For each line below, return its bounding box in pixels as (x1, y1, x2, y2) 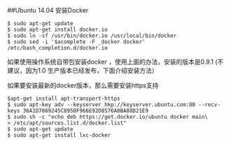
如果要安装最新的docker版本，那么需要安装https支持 (7, 81, 159, 89)
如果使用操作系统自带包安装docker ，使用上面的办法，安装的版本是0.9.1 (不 (7, 58, 224, 66)
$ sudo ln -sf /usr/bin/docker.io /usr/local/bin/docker (7, 32, 177, 39)
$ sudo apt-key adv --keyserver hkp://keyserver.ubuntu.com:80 (7, 101, 196, 108)
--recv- (198, 101, 220, 108)
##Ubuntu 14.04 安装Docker (7, 6, 89, 14)
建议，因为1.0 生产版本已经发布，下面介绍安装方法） (7, 66, 159, 75)
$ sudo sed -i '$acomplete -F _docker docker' (7, 38, 146, 45)
